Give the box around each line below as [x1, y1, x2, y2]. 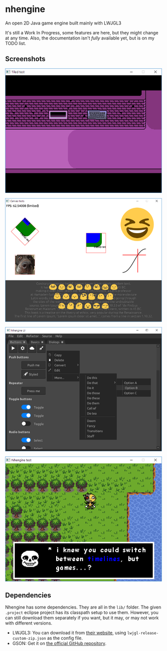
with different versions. [5, 620, 53, 626]
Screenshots [5, 55, 46, 63]
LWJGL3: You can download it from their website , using [12, 630, 127, 636]
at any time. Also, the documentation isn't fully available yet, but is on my [5, 35, 155, 41]
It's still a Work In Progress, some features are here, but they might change [5, 29, 159, 35]
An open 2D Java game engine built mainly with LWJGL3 [5, 20, 122, 26]
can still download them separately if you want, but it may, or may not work [5, 615, 159, 621]
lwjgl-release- [127, 631, 159, 636]
